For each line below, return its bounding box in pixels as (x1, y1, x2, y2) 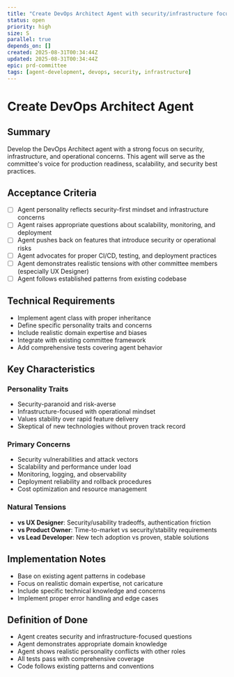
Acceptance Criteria (7, 187, 97, 199)
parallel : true (7, 36, 52, 43)
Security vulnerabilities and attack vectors (17, 456, 139, 464)
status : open (7, 17, 45, 24)
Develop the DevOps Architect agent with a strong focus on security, (7, 144, 205, 153)
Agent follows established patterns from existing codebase (17, 274, 187, 283)
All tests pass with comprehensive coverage (17, 655, 145, 663)
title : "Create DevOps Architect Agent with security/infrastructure (7, 10, 214, 17)
